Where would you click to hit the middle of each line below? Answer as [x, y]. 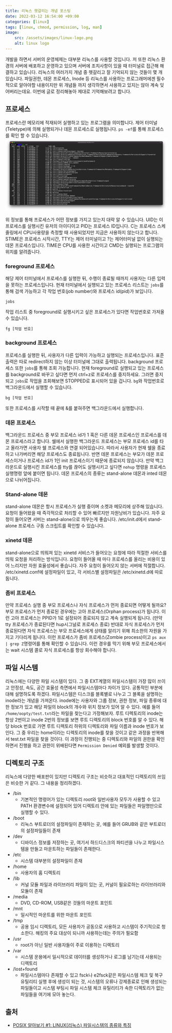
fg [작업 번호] [19, 329]
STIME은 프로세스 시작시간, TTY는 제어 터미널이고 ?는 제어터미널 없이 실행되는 [84, 239]
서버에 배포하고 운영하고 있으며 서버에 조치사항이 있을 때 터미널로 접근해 [87, 66]
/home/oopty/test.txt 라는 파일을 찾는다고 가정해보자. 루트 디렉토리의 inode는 [84, 713]
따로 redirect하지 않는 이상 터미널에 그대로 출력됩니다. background [86, 361]
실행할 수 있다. [35, 812]
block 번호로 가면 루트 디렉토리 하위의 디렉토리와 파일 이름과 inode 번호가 [84, 726]
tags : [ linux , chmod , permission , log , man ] [54, 27]
